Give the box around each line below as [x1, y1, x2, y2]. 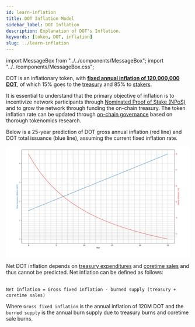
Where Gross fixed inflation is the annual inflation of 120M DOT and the [6, 303, 184, 310]
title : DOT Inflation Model [6, 15, 75, 22]
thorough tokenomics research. [6, 117, 82, 124]
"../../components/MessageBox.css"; [6, 63, 95, 70]
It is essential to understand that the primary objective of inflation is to [6, 92, 175, 99]
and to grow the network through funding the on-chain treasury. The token [6, 105, 186, 111]
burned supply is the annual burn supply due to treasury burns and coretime [6, 309, 189, 316]
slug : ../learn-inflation [6, 40, 69, 46]
